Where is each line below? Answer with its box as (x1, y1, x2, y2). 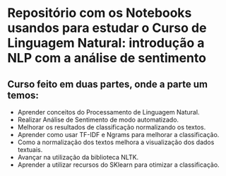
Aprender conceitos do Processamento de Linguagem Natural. (17, 108, 200, 116)
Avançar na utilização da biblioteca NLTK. (17, 153, 139, 161)
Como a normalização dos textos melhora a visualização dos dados (17, 138, 215, 146)
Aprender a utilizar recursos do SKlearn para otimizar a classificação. (17, 160, 220, 169)
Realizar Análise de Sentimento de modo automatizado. (17, 115, 179, 124)
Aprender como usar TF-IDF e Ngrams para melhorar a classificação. (17, 131, 220, 139)
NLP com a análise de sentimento (7, 50, 207, 66)
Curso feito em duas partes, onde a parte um (7, 78, 208, 90)
